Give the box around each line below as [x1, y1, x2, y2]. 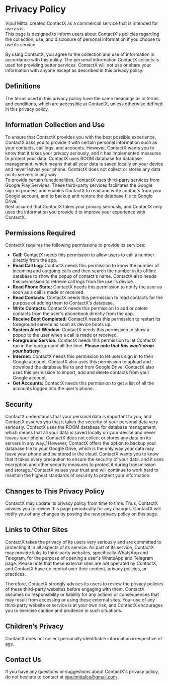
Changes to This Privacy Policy [5, 487, 105, 495]
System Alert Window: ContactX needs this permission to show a [12, 327, 150, 333]
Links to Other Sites [5, 525, 68, 534]
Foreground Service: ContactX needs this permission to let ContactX [12, 337, 156, 343]
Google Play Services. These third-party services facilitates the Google [5, 182, 153, 188]
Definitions [5, 82, 41, 91]
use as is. [5, 25, 25, 31]
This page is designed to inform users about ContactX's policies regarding [5, 31, 159, 37]
